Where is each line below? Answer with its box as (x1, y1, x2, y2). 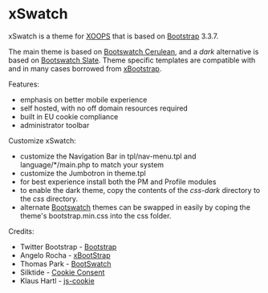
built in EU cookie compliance (19, 111, 119, 121)
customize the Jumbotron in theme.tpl (19, 168, 146, 178)
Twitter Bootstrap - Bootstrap (19, 242, 117, 251)
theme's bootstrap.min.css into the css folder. (19, 211, 172, 220)
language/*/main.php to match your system (19, 159, 164, 169)
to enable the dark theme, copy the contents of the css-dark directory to (19, 185, 261, 195)
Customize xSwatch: (8, 135, 76, 145)
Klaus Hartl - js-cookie (19, 275, 95, 285)
